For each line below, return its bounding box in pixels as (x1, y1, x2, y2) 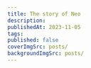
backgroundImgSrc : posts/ (7, 50, 84, 57)
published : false (7, 37, 59, 44)
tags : (7, 30, 23, 38)
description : (7, 17, 46, 24)
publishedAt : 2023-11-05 (7, 23, 81, 30)
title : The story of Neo (7, 10, 81, 18)
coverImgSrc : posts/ (7, 43, 69, 50)
